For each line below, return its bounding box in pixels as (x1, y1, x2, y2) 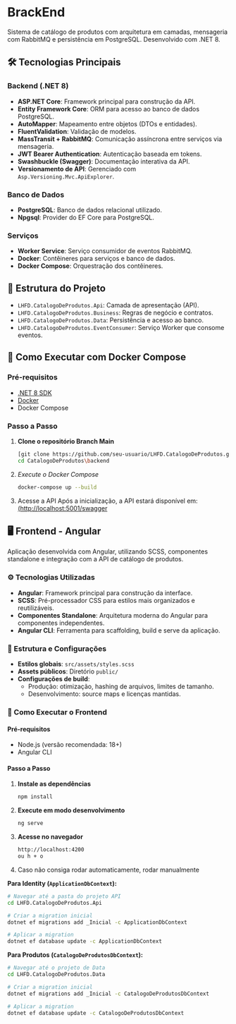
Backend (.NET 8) (7, 81, 69, 91)
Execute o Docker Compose (17, 470, 99, 478)
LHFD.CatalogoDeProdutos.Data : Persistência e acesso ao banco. (17, 316, 204, 324)
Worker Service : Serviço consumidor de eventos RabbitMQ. (17, 247, 192, 255)
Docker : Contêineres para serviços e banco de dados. (17, 255, 175, 263)
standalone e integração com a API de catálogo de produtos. (7, 555, 184, 563)
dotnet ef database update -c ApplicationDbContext (7, 938, 162, 945)
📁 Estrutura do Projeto (7, 282, 106, 294)
